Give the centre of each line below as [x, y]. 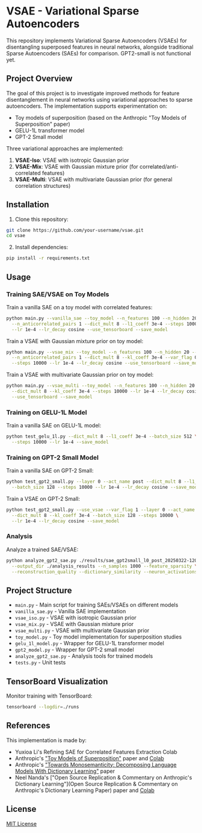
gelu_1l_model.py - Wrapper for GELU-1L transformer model [89, 643]
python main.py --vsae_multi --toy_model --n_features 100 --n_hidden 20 [101, 386]
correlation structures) [43, 185]
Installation [28, 205]
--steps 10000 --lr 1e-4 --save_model [60, 442]
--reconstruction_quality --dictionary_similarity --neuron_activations [105, 572]
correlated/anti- [159, 166]
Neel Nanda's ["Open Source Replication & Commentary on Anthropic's [103, 777]
